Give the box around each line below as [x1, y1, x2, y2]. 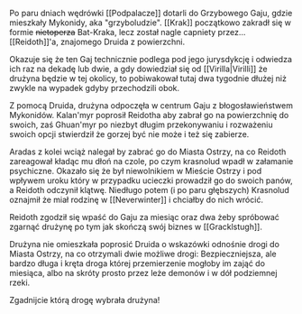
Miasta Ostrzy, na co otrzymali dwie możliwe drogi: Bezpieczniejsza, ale [9, 248, 277, 259]
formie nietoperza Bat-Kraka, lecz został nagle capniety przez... [9, 27, 246, 37]
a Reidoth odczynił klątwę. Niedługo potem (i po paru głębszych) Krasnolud [9, 185, 290, 195]
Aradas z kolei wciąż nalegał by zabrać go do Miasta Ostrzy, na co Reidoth [9, 146, 287, 157]
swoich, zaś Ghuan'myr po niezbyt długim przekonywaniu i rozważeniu [9, 119, 273, 130]
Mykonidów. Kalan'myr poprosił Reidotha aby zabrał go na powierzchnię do [9, 110, 289, 120]
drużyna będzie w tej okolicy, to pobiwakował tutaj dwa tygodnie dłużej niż [9, 73, 287, 84]
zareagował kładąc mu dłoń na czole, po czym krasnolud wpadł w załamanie [9, 156, 294, 166]
